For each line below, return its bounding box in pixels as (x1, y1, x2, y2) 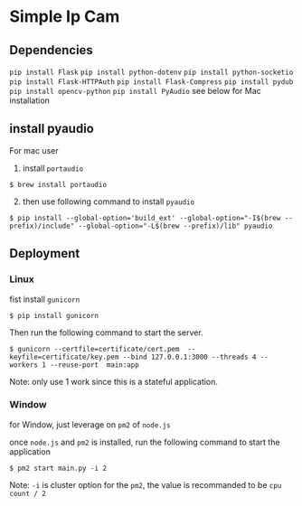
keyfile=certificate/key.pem (9, 352, 119, 361)
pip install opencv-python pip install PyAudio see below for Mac (9, 86, 262, 96)
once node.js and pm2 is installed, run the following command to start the (9, 436, 280, 447)
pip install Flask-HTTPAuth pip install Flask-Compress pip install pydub (9, 78, 294, 87)
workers (9, 360, 39, 370)
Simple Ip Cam (9, 6, 120, 27)
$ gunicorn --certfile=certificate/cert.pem (9, 344, 180, 353)
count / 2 (9, 489, 47, 498)
